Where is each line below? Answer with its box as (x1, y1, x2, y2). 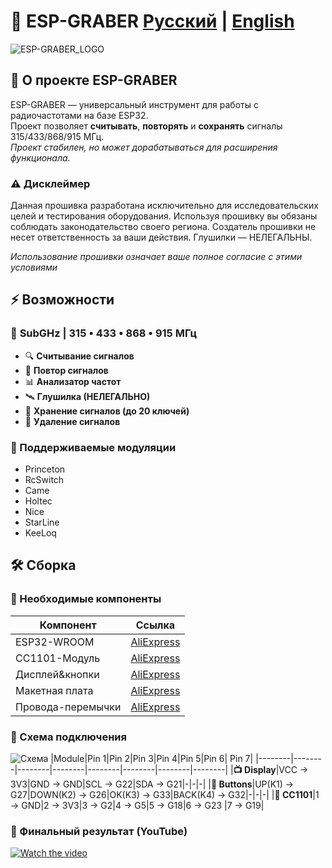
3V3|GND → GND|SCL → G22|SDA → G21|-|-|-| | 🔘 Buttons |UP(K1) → (10, 778, 295, 790)
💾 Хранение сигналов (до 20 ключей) (24, 405, 190, 417)
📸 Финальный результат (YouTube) (10, 824, 188, 838)
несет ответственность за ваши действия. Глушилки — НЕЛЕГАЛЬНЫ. (10, 231, 313, 244)
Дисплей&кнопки (15, 667, 100, 681)
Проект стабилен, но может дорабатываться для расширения (10, 141, 278, 153)
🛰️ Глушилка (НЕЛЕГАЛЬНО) (24, 390, 151, 402)
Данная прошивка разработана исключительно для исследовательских (10, 200, 319, 212)
